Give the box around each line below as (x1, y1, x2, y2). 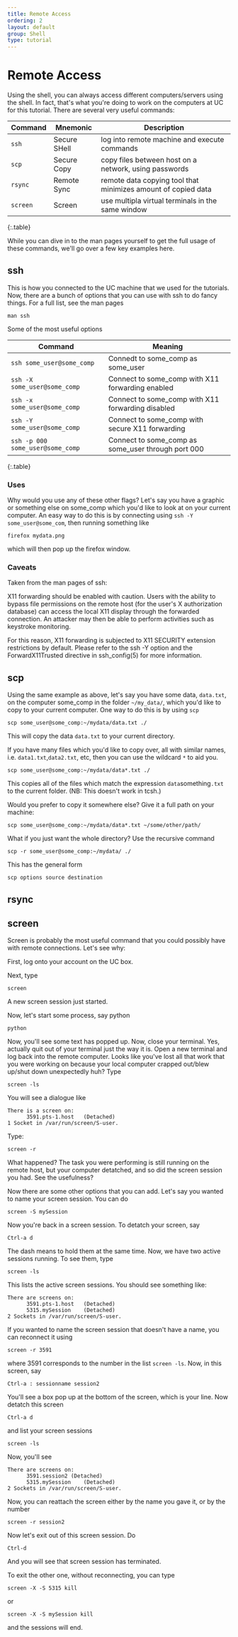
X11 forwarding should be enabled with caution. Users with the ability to (7, 592, 216, 601)
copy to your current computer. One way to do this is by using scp (7, 706, 200, 714)
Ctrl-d (7, 1545, 27, 1552)
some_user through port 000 (108, 444, 204, 454)
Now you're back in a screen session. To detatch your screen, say (7, 1221, 200, 1229)
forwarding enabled (108, 382, 174, 392)
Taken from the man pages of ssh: (7, 579, 108, 587)
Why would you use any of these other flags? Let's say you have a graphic (7, 496, 225, 504)
